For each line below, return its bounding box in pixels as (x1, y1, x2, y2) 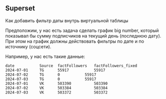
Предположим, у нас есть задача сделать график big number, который (5, 27, 159, 34)
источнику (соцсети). (5, 43, 52, 50)
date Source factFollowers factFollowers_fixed (5, 63, 138, 68)
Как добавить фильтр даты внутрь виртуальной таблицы (5, 17, 128, 23)
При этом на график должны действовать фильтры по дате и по (5, 38, 145, 44)
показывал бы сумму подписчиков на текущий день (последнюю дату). (5, 32, 161, 39)
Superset (5, 4, 36, 13)
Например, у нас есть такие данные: (5, 53, 85, 59)
